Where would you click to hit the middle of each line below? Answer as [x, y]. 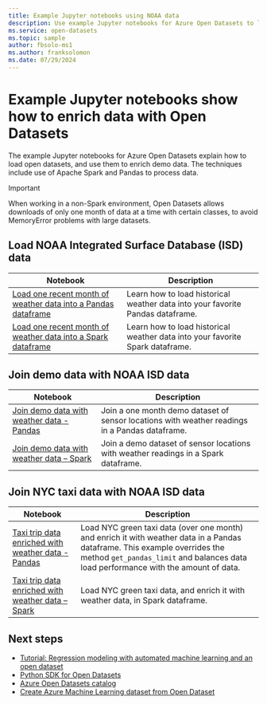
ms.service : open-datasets [53, 30]
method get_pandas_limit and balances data [164, 557]
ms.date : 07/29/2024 [43, 61]
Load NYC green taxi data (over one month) [162, 528]
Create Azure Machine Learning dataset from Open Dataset [117, 692]
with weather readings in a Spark [162, 454]
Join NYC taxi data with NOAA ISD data [106, 492]
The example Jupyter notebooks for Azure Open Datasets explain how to [128, 155]
